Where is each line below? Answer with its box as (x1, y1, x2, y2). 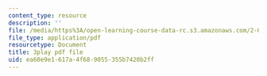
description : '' (8, 19, 62, 27)
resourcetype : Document (8, 41, 87, 49)
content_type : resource (8, 11, 87, 20)
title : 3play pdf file (8, 48, 83, 56)
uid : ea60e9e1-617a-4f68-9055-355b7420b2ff (8, 56, 155, 64)
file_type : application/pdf (8, 33, 102, 42)
